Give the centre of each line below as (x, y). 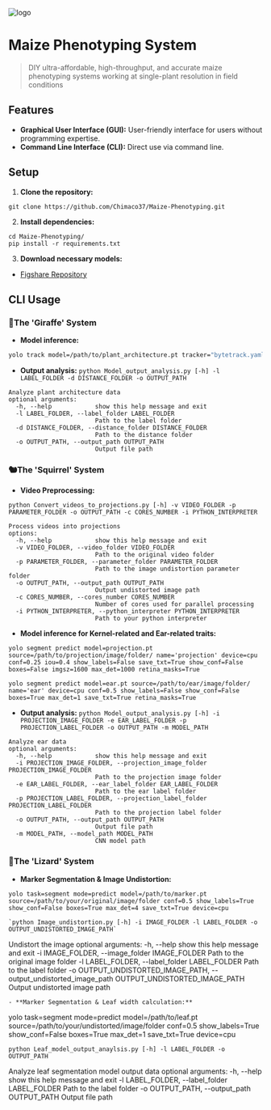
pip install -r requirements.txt (65, 244)
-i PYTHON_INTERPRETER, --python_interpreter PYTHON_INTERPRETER (128, 612)
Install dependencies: (57, 222)
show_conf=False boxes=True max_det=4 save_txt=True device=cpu (119, 908)
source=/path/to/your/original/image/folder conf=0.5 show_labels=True (131, 901)
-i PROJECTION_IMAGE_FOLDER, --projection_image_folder (111, 763)
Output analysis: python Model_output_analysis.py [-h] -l (120, 371)
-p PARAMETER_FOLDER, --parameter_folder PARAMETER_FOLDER (117, 562)
